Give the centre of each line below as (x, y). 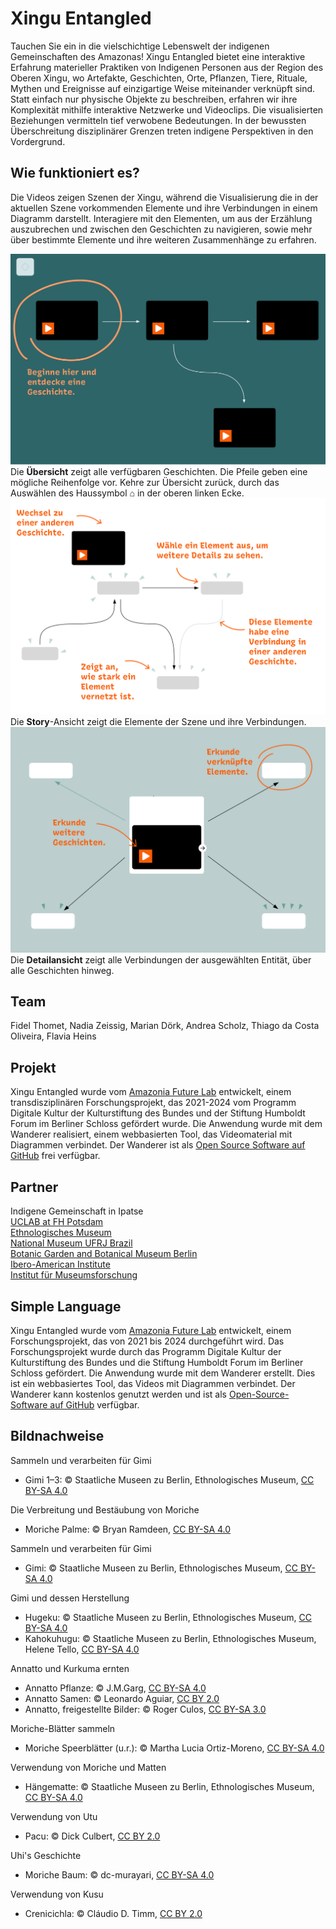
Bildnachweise (57, 1436)
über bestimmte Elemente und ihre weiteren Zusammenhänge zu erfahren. (163, 239)
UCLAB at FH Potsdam (57, 1222)
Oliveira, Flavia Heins (53, 1036)
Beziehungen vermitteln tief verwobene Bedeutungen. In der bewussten (158, 120)
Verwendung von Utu (54, 1816)
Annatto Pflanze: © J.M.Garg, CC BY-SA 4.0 (115, 1688)
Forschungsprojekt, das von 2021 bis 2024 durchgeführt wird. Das (147, 1341)
